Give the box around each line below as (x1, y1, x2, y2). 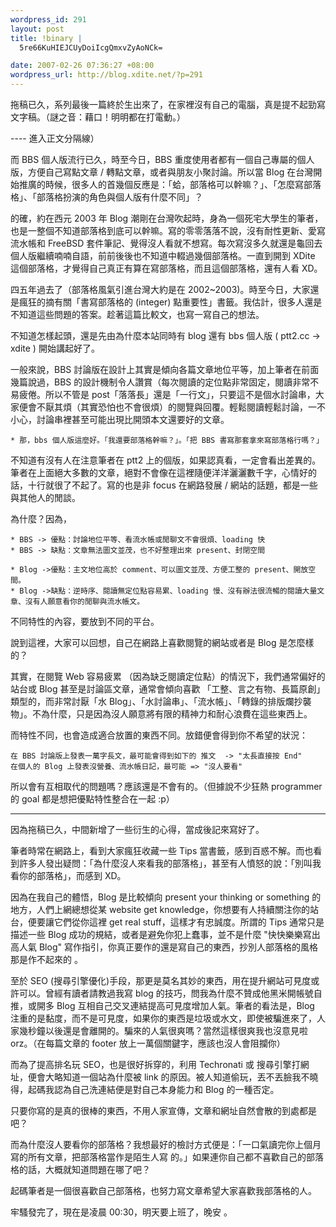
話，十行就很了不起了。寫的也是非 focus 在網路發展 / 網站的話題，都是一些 (10, 479, 318, 491)
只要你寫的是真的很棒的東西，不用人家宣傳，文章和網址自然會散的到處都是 (10, 1105, 317, 1116)
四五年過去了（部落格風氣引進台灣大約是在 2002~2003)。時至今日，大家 (10, 284, 311, 295)
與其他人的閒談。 (10, 492, 81, 503)
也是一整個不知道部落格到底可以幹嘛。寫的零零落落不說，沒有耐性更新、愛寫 (10, 225, 326, 236)
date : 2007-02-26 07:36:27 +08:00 (10, 61, 155, 71)
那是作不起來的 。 (10, 954, 83, 965)
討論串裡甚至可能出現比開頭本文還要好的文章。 (36, 414, 230, 425)
